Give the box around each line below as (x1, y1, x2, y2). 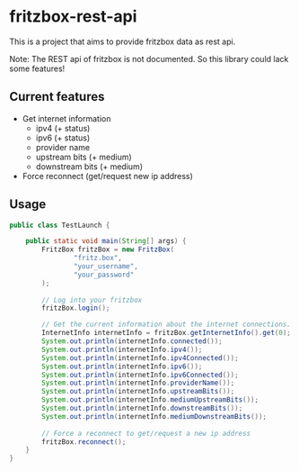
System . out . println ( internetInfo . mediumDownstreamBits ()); (41, 412, 268, 421)
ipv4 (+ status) (35, 122, 91, 133)
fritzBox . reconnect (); (41, 437, 127, 447)
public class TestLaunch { (9, 221, 110, 230)
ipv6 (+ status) (35, 132, 91, 143)
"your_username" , (73, 262, 139, 271)
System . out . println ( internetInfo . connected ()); (41, 337, 223, 346)
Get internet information (22, 113, 111, 123)
